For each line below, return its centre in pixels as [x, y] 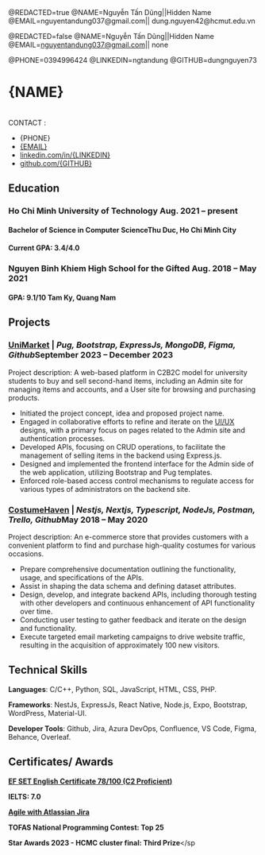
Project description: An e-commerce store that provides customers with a [128, 536]
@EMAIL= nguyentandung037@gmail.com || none [88, 44]
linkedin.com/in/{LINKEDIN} [65, 155]
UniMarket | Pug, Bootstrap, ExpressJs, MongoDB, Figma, [122, 345]
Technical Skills [48, 670]
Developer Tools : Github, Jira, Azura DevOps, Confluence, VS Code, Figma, [132, 728]
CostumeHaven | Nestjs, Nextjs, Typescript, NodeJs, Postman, [132, 509]
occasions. [26, 553]
